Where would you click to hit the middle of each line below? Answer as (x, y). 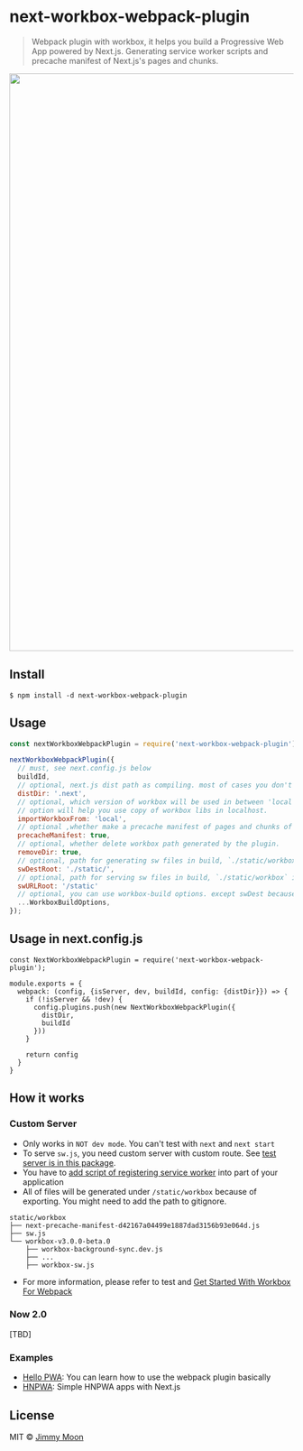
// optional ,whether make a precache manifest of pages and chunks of (155, 827)
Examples (32, 1357)
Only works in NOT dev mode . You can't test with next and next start (148, 1143)
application (43, 1182)
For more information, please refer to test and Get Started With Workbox (156, 1281)
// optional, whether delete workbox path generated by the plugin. (149, 844)
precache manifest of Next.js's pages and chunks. (125, 60)
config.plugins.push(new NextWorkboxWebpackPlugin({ (134, 1007)
